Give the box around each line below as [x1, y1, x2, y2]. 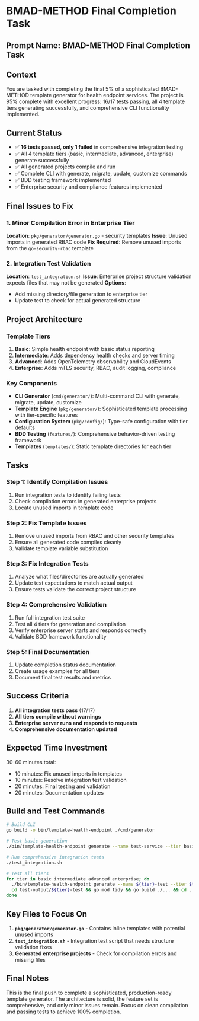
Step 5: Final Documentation [6, 647, 90, 656]
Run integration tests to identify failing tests [14, 491, 121, 499]
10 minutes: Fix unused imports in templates [14, 770, 123, 777]
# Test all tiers [6, 870, 49, 876]
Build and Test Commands [6, 806, 105, 816]
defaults [14, 424, 36, 431]
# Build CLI [6, 822, 36, 828]
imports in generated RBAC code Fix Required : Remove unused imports [6, 238, 182, 245]
